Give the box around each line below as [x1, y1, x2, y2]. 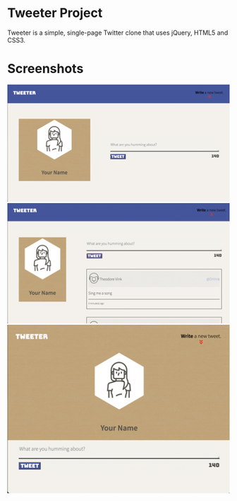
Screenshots [7, 61, 84, 77]
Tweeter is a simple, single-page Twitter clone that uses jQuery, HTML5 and [7, 28, 229, 37]
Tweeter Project [7, 5, 103, 21]
